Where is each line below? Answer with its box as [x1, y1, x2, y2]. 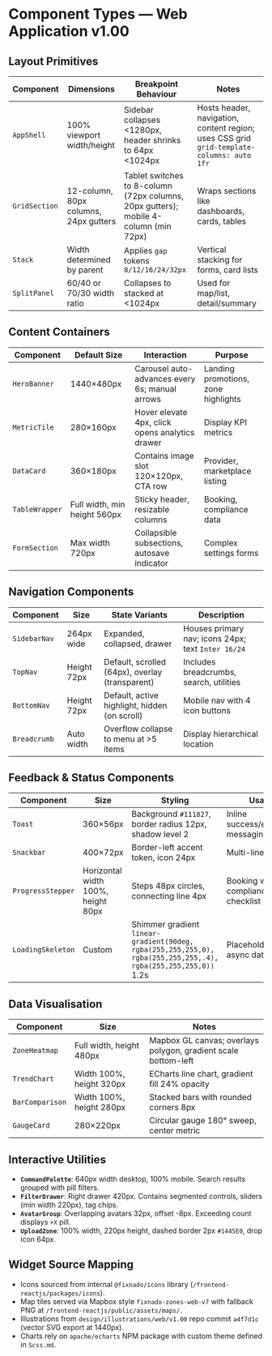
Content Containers [8, 325, 111, 339]
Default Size [74, 349, 123, 361]
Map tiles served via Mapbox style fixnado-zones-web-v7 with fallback [19, 1296, 253, 1306]
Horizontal [82, 865, 123, 876]
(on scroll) [104, 710, 143, 721]
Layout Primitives [8, 54, 99, 68]
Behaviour [136, 88, 177, 100]
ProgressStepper [12, 887, 75, 896]
